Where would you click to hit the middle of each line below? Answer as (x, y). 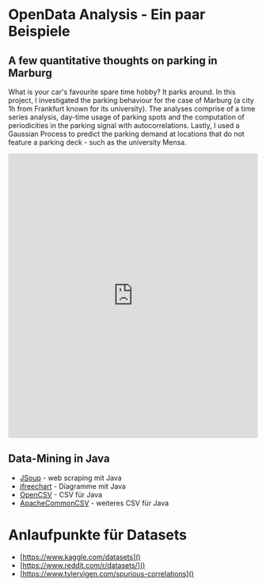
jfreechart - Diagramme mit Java (73, 486)
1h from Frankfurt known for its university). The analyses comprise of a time (132, 109)
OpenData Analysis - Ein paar (107, 15)
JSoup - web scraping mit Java (70, 478)
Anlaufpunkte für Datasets (98, 535)
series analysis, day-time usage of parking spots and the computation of (127, 117)
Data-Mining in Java (59, 459)
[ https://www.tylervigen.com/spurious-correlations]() (106, 573)
